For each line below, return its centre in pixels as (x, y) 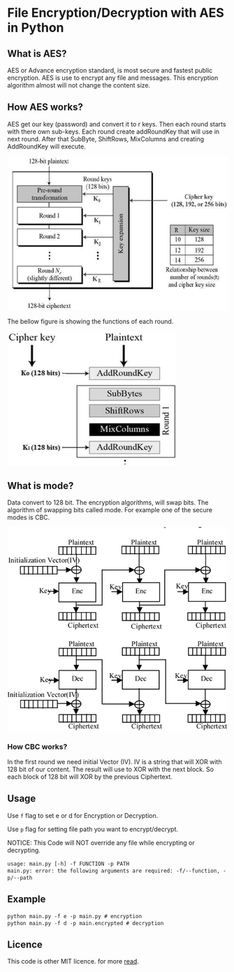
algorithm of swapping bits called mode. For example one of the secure (110, 510)
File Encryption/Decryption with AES (116, 13)
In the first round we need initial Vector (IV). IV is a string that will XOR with (115, 761)
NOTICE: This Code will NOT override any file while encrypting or (101, 843)
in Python (36, 28)
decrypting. (24, 850)
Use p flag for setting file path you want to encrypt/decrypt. (93, 829)
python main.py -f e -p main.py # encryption (74, 916)
